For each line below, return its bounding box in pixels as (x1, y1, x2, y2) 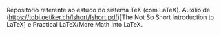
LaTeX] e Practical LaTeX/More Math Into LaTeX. (6, 21, 143, 28)
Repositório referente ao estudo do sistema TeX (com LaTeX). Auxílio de (6, 6, 211, 14)
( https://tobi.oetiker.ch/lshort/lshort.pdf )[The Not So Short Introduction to (6, 13, 215, 21)
